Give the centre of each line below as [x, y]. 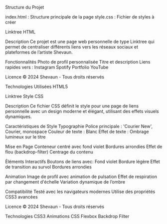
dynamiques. [18, 116]
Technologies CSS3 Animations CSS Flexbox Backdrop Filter [67, 216]
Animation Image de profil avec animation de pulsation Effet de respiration [81, 176]
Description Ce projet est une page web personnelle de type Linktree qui [80, 41]
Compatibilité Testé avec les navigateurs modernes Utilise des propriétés [80, 191]
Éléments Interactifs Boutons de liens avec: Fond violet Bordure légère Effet [83, 161]
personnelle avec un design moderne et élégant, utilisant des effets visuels [82, 111]
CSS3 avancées [22, 197]
